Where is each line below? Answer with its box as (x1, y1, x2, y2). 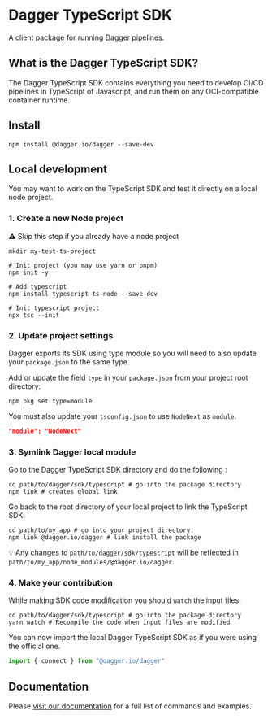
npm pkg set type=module (8, 397, 93, 405)
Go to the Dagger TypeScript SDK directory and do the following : (8, 465, 227, 475)
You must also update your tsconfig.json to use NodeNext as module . (8, 411, 237, 421)
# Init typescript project (8, 303, 100, 312)
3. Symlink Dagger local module (8, 446, 136, 457)
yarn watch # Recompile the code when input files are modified (8, 618, 231, 627)
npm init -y (8, 268, 49, 277)
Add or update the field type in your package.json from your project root (8, 373, 249, 382)
